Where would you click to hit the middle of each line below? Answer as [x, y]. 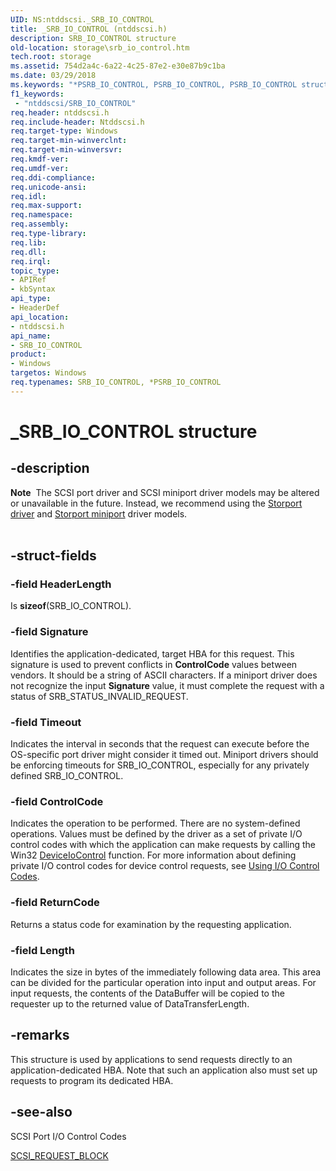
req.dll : [28, 252]
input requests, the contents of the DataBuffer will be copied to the [147, 993]
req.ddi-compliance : [53, 177]
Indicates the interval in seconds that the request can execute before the [160, 744]
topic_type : [35, 271]
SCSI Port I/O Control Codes [68, 1136]
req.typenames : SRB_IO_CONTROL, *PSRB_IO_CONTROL [116, 382]
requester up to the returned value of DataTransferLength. [130, 1003]
